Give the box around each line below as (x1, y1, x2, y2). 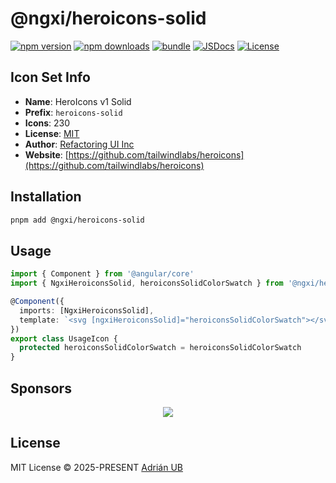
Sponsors (10, 380, 72, 397)
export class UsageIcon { (10, 333, 118, 344)
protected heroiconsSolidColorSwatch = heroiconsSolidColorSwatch (19, 343, 302, 353)
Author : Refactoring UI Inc (24, 138, 135, 150)
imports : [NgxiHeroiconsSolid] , (19, 305, 155, 316)
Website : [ (24, 148, 69, 161)
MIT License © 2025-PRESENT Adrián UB (10, 461, 183, 473)
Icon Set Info (10, 69, 91, 86)
